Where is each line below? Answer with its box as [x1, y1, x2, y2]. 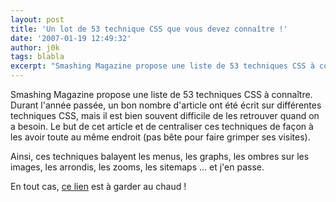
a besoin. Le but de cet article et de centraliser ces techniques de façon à [10, 121, 314, 132]
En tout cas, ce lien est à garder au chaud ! [10, 181, 187, 192]
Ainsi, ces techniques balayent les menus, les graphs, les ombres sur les [10, 151, 310, 162]
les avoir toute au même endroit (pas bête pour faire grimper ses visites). [10, 131, 311, 143]
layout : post [10, 14, 65, 25]
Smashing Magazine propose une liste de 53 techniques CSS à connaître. [10, 89, 313, 100]
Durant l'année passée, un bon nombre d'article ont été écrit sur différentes [10, 99, 322, 111]
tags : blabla [10, 52, 65, 62]
